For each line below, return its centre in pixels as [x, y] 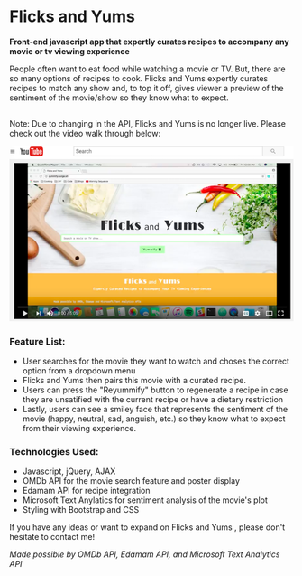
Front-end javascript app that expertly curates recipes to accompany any [150, 42]
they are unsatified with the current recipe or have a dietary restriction [153, 400]
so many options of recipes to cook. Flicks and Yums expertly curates [139, 78]
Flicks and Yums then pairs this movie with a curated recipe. [134, 381]
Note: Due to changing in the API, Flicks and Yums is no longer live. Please [148, 124]
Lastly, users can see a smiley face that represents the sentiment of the [155, 410]
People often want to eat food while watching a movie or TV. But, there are [147, 69]
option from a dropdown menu [79, 371]
